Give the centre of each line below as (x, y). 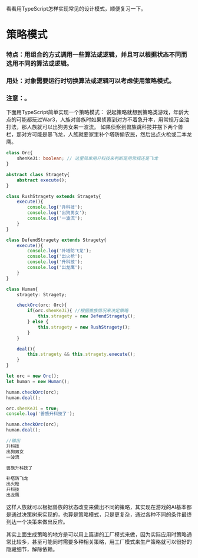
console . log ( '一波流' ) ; (55, 218)
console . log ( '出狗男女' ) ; (57, 213)
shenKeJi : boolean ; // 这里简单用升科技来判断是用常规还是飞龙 (88, 158)
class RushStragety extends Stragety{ (54, 196)
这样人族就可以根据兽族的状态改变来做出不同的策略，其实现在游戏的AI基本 (96, 507)
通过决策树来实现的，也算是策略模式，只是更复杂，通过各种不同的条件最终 (101, 514)
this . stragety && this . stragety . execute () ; (81, 354)
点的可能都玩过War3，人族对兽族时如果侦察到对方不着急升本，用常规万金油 (98, 119)
